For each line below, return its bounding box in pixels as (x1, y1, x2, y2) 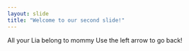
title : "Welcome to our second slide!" (7, 17, 125, 24)
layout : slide (7, 10, 50, 17)
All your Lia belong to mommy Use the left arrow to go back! (7, 36, 183, 44)
